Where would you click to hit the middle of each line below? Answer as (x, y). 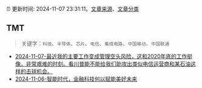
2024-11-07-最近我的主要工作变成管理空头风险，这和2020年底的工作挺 (104, 56)
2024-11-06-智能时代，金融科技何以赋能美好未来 (76, 79)
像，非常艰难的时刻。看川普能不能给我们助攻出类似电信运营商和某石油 (103, 64)
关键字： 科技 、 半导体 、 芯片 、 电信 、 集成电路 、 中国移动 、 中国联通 (95, 43)
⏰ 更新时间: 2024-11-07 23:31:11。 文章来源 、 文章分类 (73, 9)
